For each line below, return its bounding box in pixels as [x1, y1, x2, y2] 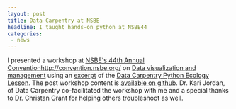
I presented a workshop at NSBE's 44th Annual [7, 56, 145, 64]
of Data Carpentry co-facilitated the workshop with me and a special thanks [7, 86, 229, 95]
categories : [7, 30, 43, 38]
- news [10, 37, 30, 44]
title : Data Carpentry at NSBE [7, 17, 100, 24]
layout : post [7, 10, 46, 18]
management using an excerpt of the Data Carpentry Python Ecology [7, 71, 209, 80]
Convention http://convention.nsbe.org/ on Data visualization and [7, 64, 196, 72]
